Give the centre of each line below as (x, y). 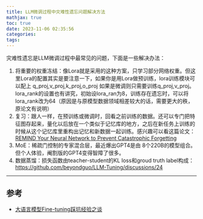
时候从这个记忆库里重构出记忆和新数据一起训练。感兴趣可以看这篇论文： (105, 131)
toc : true (19, 23)
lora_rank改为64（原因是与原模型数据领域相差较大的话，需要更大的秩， (104, 101)
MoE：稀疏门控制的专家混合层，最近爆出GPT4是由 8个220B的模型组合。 (105, 145)
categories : (21, 34)
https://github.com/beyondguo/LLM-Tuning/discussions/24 (89, 167)
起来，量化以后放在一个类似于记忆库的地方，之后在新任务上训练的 (113, 124)
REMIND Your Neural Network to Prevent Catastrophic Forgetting (96, 138)
